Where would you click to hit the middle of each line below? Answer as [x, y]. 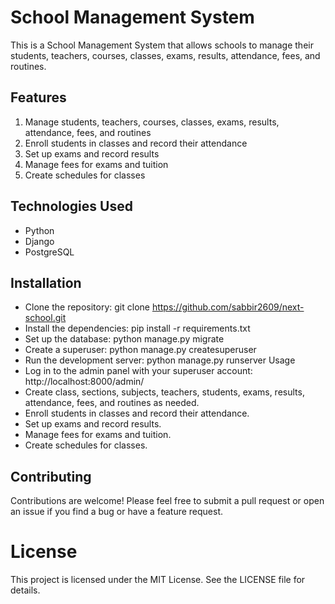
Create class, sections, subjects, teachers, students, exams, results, [164, 392]
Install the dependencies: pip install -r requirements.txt [137, 328]
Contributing [51, 476]
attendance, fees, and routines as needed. [112, 403]
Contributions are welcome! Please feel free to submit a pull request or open [167, 501]
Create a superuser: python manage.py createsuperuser [140, 350]
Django [39, 241]
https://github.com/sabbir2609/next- [228, 307]
